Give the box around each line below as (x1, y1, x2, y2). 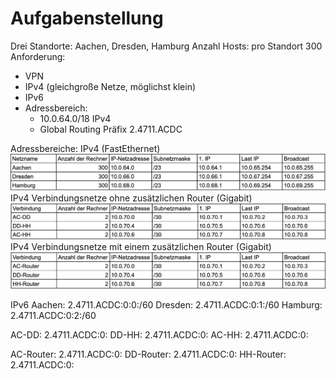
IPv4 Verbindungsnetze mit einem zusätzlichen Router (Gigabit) (10, 241, 272, 253)
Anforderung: (10, 50, 66, 62)
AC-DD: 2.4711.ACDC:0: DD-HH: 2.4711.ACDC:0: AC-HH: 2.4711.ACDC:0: (10, 328, 309, 341)
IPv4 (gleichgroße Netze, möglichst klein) (24, 80, 197, 92)
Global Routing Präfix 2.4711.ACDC (39, 123, 183, 135)
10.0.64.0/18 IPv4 (39, 112, 112, 124)
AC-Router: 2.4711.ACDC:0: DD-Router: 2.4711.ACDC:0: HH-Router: (10, 348, 287, 360)
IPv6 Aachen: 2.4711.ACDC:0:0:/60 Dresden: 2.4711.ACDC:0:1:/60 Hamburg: (10, 298, 323, 311)
